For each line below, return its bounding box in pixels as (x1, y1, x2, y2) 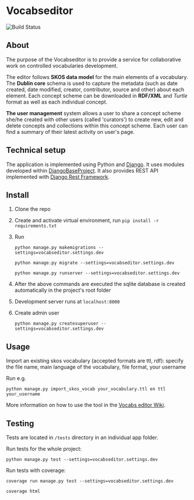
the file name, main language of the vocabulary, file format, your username (6, 364, 186, 371)
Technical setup (6, 145, 66, 156)
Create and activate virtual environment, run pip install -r (14, 217, 159, 224)
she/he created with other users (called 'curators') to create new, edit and (6, 116, 184, 123)
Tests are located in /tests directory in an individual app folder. (6, 434, 159, 441)
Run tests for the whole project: (6, 446, 82, 452)
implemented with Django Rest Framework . (6, 173, 110, 180)
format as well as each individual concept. (6, 98, 108, 105)
